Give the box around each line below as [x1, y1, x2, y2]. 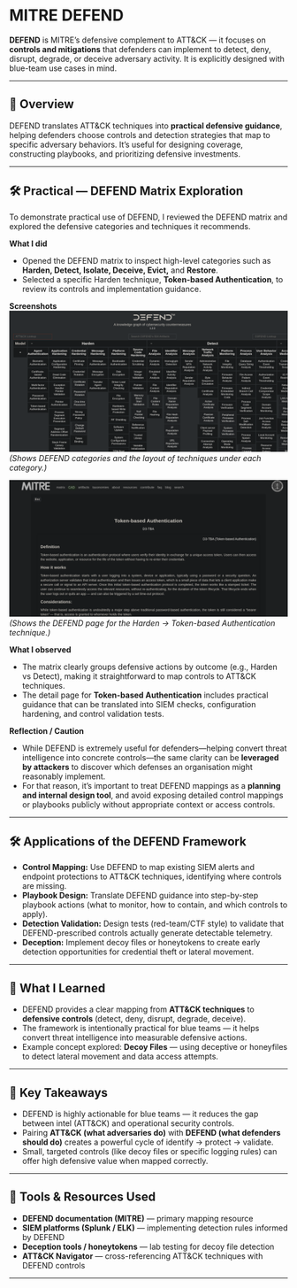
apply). [21, 909, 49, 920]
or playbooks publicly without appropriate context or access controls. [21, 798, 276, 810]
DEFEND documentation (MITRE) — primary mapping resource [21, 1213, 254, 1223]
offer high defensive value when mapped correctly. [21, 1156, 209, 1167]
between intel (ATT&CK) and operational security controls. [21, 1118, 235, 1129]
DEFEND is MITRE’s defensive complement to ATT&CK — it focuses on [9, 35, 267, 45]
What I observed [9, 644, 72, 655]
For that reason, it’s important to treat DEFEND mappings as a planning [21, 780, 281, 791]
